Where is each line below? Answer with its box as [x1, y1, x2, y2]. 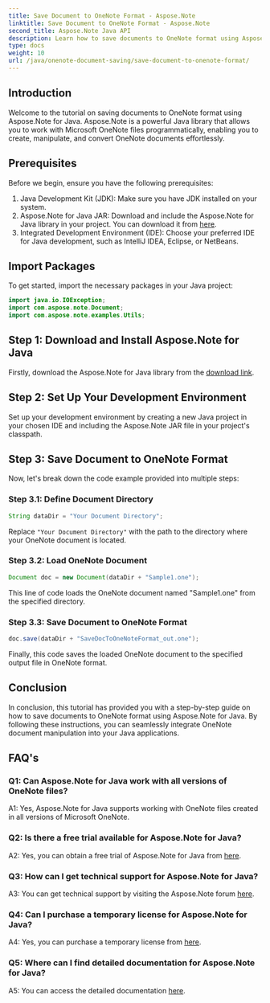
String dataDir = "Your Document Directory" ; [8, 512, 163, 520]
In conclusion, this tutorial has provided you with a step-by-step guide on [8, 702, 251, 712]
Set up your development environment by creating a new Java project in [8, 411, 247, 422]
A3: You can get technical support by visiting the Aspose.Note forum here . [8, 889, 255, 899]
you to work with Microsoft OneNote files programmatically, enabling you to [8, 125, 259, 134]
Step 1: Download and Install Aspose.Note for [8, 334, 239, 347]
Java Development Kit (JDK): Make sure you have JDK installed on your [19, 194, 257, 203]
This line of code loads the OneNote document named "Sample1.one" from [8, 587, 256, 597]
